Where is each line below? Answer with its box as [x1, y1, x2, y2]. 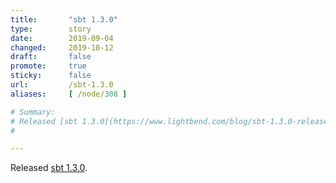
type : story [10, 24, 92, 34]
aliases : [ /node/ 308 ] [10, 89, 128, 99]
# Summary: [10, 107, 56, 117]
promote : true [10, 61, 87, 71]
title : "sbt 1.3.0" [10, 14, 118, 25]
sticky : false [10, 71, 92, 81]
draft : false [10, 52, 92, 62]
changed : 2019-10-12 [10, 42, 114, 53]
